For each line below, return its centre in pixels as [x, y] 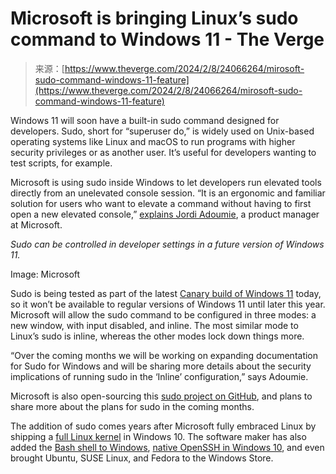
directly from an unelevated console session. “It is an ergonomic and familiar [168, 193]
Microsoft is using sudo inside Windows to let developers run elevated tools [166, 182]
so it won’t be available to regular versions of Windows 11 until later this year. [168, 304]
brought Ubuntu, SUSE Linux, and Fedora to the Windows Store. [142, 458]
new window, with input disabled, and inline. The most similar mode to [154, 325]
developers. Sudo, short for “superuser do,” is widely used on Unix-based [162, 131]
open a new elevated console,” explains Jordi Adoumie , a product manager [165, 214]
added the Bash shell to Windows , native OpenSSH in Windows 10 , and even [167, 447]
